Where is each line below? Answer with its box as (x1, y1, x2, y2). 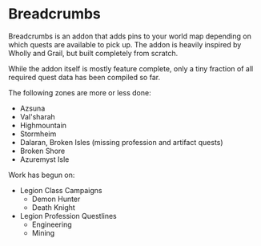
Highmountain (19, 120, 66, 130)
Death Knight (31, 202, 76, 212)
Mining (31, 228, 55, 237)
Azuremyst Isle (19, 154, 70, 164)
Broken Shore (19, 146, 66, 155)
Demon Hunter (31, 194, 81, 204)
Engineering (31, 220, 72, 229)
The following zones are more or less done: (8, 87, 151, 97)
